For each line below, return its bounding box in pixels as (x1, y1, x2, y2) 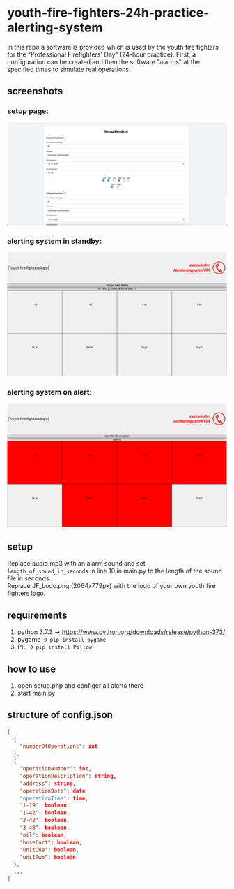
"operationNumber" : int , (19, 765, 92, 772)
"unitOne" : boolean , (19, 846, 79, 853)
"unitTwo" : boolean (19, 853, 77, 860)
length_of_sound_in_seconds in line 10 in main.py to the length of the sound (7, 567, 223, 575)
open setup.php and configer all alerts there (17, 681, 144, 689)
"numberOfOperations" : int (19, 743, 98, 750)
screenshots (7, 85, 63, 97)
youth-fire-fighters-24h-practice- (7, 5, 210, 21)
